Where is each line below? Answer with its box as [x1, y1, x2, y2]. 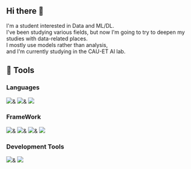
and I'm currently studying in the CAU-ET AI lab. [6, 48, 126, 55]
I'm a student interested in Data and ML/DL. [6, 22, 114, 29]
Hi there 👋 [6, 6, 44, 16]
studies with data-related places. [6, 34, 88, 42]
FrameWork [6, 113, 41, 121]
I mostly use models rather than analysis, [6, 41, 108, 48]
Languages [6, 83, 40, 92]
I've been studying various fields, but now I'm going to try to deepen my [6, 28, 185, 36]
